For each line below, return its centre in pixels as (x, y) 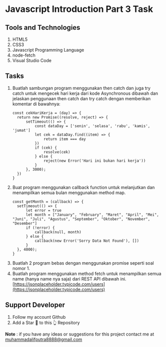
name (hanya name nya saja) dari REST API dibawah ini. (69, 278)
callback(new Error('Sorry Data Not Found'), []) (87, 241)
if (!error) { (40, 228)
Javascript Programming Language (48, 50)
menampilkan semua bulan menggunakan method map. (69, 193)
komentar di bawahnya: (36, 104)
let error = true (44, 210)
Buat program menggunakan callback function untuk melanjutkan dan (83, 187)
